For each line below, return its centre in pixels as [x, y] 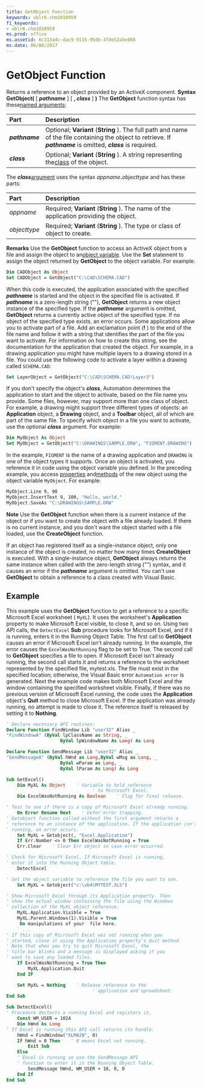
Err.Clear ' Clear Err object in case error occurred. [91, 846]
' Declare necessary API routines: [51, 724]
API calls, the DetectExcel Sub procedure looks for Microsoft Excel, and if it [99, 630]
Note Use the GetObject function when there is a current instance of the [96, 514]
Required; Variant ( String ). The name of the [108, 208]
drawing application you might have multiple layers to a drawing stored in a [99, 353]
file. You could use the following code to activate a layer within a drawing [97, 360]
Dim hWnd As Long [39, 1024]
